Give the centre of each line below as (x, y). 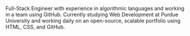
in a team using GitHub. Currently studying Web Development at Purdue (92, 15)
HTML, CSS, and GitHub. (35, 27)
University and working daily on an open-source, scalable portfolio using (93, 21)
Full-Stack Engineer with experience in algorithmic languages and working (95, 8)
